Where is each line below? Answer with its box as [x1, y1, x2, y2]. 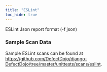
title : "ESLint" [5, 7, 40, 13]
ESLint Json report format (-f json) [5, 26, 78, 32]
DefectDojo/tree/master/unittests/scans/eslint [5, 61, 101, 67]
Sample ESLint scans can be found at [5, 50, 84, 56]
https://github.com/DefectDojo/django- [5, 55, 87, 61]
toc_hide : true [5, 12, 38, 17]
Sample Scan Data [5, 39, 52, 46]
